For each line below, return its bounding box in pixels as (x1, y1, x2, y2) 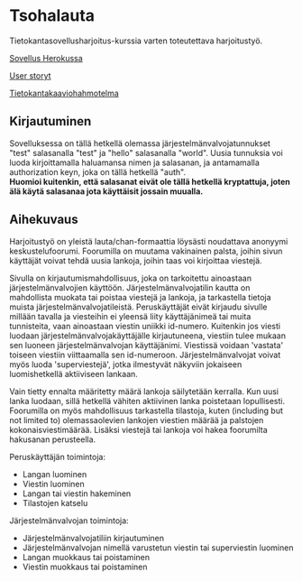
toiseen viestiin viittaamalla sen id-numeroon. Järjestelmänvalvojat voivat (9, 349, 281, 360)
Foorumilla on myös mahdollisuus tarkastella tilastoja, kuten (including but (9, 405, 284, 416)
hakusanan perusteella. (9, 434, 96, 445)
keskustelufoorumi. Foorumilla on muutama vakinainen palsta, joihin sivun (9, 245, 283, 256)
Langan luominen (22, 468, 87, 479)
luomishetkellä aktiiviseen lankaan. (9, 368, 138, 379)
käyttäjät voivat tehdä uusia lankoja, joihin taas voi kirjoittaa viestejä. (9, 254, 263, 266)
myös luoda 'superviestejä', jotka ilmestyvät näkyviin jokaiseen (9, 358, 243, 370)
